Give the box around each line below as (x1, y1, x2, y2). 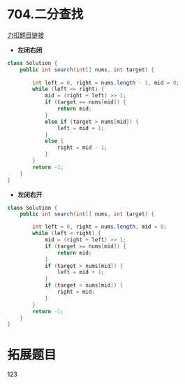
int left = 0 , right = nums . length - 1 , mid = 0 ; (32, 79, 179, 86)
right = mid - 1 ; (57, 144, 108, 151)
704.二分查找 (7, 6, 84, 22)
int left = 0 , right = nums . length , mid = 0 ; (32, 223, 168, 231)
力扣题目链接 (7, 31, 44, 39)
